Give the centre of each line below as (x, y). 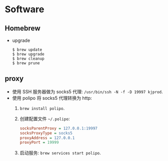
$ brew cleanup (28, 59)
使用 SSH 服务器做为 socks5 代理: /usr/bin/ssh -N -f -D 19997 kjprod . (88, 91)
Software (24, 9)
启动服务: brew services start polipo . (60, 153)
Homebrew (23, 28)
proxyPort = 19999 (39, 143)
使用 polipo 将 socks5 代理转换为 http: (52, 98)
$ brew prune (26, 63)
